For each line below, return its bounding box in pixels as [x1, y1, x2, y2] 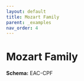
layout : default [6, 8, 46, 15]
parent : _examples [6, 19, 51, 25]
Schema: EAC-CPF [6, 70, 53, 77]
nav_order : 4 [6, 25, 38, 31]
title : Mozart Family [6, 14, 60, 20]
